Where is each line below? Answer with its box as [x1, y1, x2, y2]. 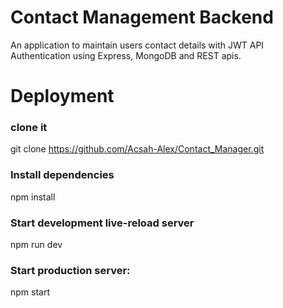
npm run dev [10, 239, 63, 251]
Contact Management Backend [10, 6, 274, 29]
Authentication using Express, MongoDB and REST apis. [10, 49, 242, 61]
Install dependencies [10, 168, 115, 182]
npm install [10, 191, 56, 203]
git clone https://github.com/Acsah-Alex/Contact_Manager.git [10, 143, 265, 155]
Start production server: [10, 263, 131, 277]
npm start [10, 286, 51, 298]
